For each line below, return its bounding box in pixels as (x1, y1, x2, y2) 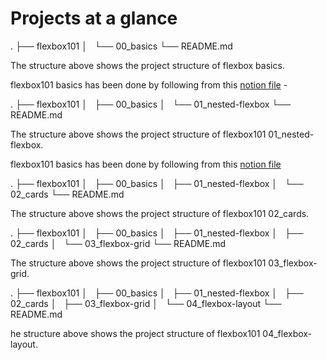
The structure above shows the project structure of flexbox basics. (10, 59, 285, 71)
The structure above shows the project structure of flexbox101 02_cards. (10, 207, 310, 219)
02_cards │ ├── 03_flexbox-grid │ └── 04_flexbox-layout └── (10, 297, 282, 309)
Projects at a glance (10, 7, 178, 30)
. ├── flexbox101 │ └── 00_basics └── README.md (10, 40, 233, 52)
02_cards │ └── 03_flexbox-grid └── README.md (10, 237, 226, 249)
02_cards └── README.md (10, 188, 125, 200)
